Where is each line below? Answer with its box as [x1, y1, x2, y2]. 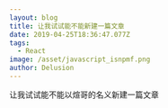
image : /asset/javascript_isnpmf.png [9, 55, 151, 64]
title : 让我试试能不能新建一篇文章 [9, 22, 125, 31]
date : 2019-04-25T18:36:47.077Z [9, 30, 130, 39]
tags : [9, 38, 30, 48]
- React [17, 47, 47, 56]
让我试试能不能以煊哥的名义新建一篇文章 [9, 89, 159, 100]
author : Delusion [9, 64, 75, 73]
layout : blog [9, 13, 58, 22]
